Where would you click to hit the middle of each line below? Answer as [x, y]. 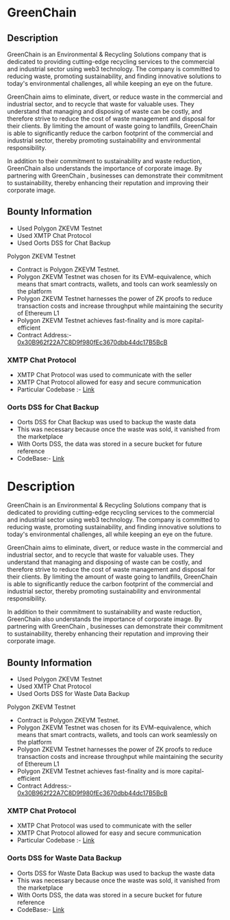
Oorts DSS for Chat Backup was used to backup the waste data [106, 422]
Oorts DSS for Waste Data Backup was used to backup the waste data [116, 873]
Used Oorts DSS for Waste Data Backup [73, 694]
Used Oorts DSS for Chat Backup [64, 243]
